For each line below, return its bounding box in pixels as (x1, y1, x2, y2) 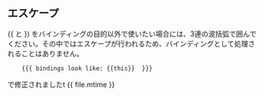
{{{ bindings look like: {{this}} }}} (21, 65, 153, 72)
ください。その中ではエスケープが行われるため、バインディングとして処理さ (7, 39, 256, 48)
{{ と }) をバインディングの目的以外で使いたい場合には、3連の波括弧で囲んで (7, 29, 257, 39)
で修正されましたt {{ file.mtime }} (7, 79, 115, 89)
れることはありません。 (7, 49, 84, 58)
